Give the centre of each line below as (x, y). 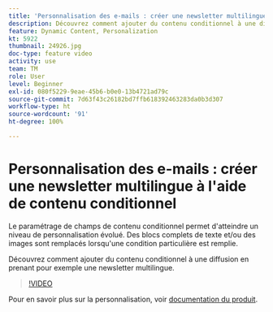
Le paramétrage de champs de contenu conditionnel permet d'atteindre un (133, 226)
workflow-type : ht (39, 106)
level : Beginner (36, 84)
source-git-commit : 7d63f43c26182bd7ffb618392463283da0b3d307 (116, 99)
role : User (27, 76)
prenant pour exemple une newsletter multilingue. (91, 267)
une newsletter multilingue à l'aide (128, 186)
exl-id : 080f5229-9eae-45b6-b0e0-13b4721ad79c (89, 91)
